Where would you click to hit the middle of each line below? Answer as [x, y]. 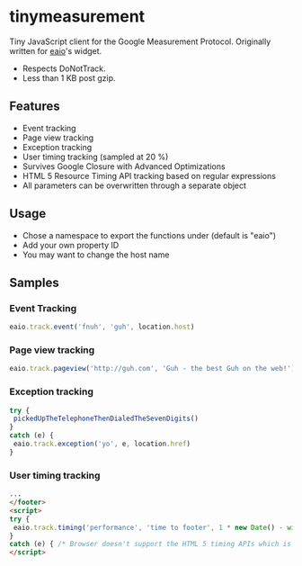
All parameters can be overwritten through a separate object [134, 185]
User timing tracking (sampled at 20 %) [95, 157]
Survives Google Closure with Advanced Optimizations [124, 166]
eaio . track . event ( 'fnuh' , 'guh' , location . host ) [102, 327]
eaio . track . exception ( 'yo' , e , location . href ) [102, 444]
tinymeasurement [77, 17]
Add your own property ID [71, 245]
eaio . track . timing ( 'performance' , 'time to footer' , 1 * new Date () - [148, 527]
